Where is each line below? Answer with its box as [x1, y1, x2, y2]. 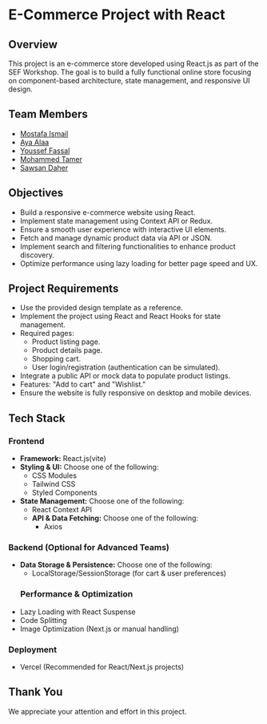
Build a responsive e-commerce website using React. [19, 207, 196, 217]
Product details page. [31, 346, 103, 355]
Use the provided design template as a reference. [19, 303, 184, 313]
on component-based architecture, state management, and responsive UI [8, 76, 250, 85]
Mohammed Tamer [19, 154, 82, 164]
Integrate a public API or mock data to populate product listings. [19, 371, 230, 381]
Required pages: [19, 329, 74, 338]
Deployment [8, 644, 58, 655]
